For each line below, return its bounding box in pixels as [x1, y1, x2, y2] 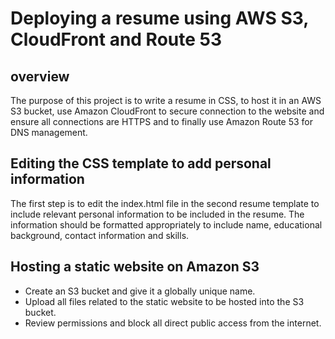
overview [10, 68, 70, 85]
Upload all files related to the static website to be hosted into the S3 [24, 295, 305, 307]
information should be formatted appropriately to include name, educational [10, 218, 323, 231]
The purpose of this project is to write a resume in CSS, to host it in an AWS [10, 95, 322, 106]
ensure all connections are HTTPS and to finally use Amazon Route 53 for [10, 116, 314, 127]
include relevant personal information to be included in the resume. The [10, 208, 305, 220]
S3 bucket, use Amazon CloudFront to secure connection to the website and [10, 105, 325, 117]
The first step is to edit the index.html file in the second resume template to [10, 197, 320, 209]
